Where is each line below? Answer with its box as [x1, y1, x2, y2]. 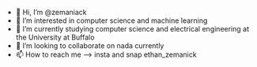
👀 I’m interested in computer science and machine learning [15, 16, 208, 25]
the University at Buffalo [15, 32, 95, 42]
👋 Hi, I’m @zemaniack [15, 8, 87, 17]
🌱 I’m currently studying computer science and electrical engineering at [15, 24, 249, 33]
